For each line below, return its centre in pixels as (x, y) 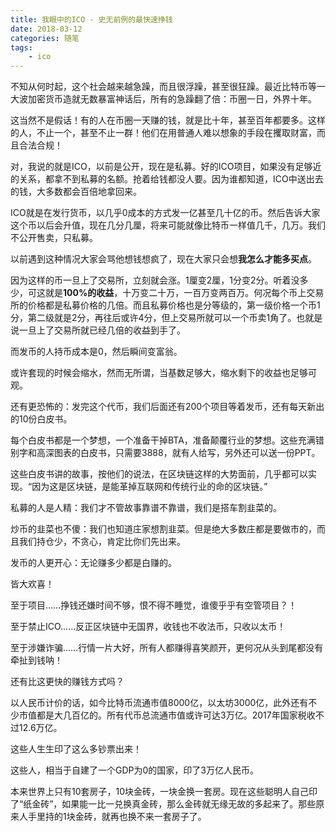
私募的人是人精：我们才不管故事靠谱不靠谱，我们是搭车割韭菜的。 (146, 508)
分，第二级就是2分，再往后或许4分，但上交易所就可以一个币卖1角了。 (153, 318)
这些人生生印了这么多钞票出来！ (76, 749)
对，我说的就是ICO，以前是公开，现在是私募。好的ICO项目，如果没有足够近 (166, 167)
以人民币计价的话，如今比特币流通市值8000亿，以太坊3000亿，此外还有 (159, 703)
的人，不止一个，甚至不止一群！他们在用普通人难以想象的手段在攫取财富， (163, 133)
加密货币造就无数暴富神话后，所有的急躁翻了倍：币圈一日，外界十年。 (172, 99)
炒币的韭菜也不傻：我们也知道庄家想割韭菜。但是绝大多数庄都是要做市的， (163, 529)
